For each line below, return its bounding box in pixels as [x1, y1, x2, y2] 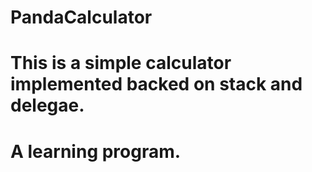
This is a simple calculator [10, 52, 232, 75]
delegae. [10, 94, 85, 117]
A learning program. [10, 140, 182, 163]
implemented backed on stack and [10, 73, 303, 96]
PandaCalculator [10, 6, 153, 29]
